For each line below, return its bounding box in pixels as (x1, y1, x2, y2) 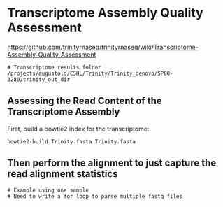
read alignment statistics (7, 168, 118, 180)
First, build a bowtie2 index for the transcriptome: (7, 124, 150, 133)
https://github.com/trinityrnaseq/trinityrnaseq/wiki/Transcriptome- (7, 43, 199, 51)
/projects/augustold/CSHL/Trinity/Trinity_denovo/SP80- (7, 70, 173, 77)
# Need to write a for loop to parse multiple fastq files (7, 192, 183, 200)
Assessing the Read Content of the (7, 95, 162, 107)
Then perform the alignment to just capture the (7, 157, 217, 169)
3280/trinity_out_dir (7, 76, 71, 83)
